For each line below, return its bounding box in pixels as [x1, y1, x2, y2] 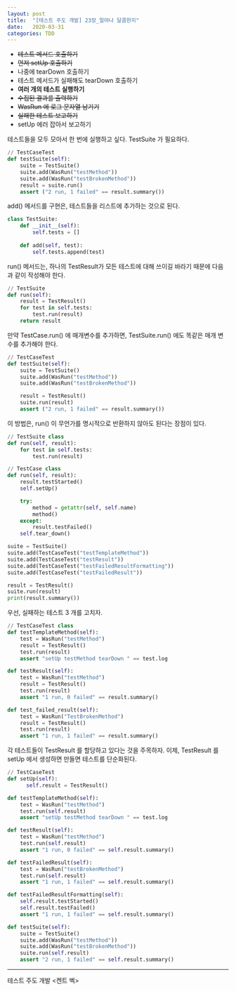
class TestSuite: [7, 215, 58, 223]
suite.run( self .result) [20, 950, 90, 957]
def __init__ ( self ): [20, 222, 80, 230]
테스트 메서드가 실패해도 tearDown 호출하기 [17, 77, 138, 85]
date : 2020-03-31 [7, 23, 65, 30]
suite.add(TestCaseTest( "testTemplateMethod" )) [7, 550, 150, 557]
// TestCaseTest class [7, 623, 74, 630]
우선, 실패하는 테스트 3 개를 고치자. [7, 608, 103, 617]
